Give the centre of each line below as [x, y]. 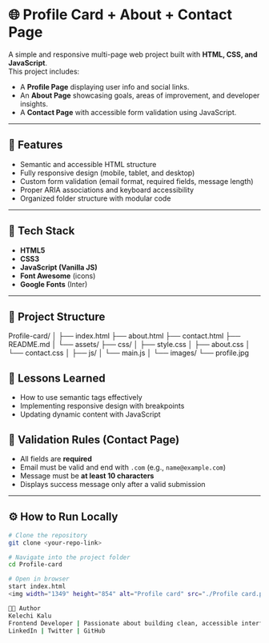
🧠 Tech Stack [42, 231]
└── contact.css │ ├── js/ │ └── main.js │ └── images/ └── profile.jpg [129, 353]
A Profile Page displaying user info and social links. [104, 86]
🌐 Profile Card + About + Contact [120, 15]
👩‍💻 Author [25, 608]
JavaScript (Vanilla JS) [58, 267]
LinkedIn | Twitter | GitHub [57, 631]
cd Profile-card [35, 565]
